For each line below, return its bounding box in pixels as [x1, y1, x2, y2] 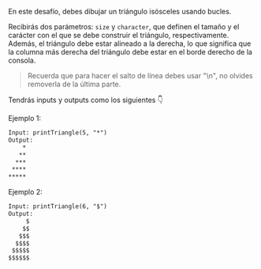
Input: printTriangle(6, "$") [8, 203, 108, 210]
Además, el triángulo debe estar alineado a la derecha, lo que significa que [8, 39, 252, 48]
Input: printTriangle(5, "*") [8, 129, 108, 137]
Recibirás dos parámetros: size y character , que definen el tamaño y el [8, 22, 240, 31]
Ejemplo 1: [8, 114, 42, 123]
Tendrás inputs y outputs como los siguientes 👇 [8, 95, 164, 104]
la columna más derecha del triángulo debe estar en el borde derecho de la [8, 47, 252, 56]
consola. [8, 55, 36, 65]
